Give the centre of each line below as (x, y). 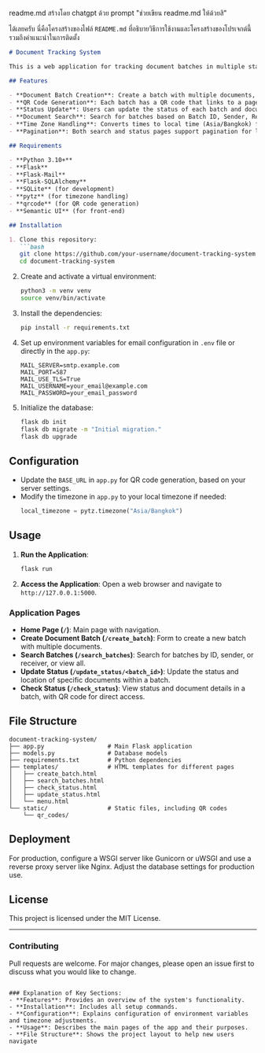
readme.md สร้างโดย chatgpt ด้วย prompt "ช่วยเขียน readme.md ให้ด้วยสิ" (118, 13)
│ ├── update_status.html (55, 794)
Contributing (34, 946)
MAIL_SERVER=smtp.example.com (70, 365)
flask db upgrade (49, 436)
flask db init (43, 422)
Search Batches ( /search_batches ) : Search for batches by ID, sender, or (137, 655)
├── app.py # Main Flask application (101, 746)
